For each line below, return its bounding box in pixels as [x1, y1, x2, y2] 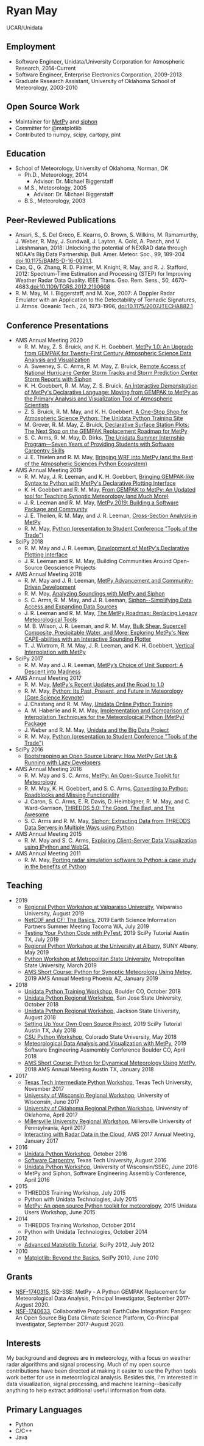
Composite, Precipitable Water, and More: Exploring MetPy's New [24, 629, 189, 636]
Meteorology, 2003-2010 [15, 84, 78, 91]
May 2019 [24, 948, 49, 956]
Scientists [24, 402, 49, 408]
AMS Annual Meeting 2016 [15, 765, 82, 772]
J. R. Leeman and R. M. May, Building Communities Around [24, 558, 172, 564]
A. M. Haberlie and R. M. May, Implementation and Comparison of [24, 707, 189, 714]
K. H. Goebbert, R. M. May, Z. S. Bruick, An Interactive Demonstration [24, 382, 198, 389]
